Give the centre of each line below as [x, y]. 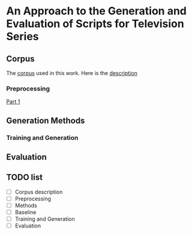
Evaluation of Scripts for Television [95, 24]
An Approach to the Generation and [97, 11]
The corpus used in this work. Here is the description [72, 73]
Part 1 [13, 102]
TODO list [25, 177]
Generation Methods [46, 120]
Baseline [25, 212]
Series [22, 37]
